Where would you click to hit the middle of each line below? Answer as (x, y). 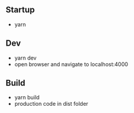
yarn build (27, 97)
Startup (20, 10)
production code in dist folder (51, 104)
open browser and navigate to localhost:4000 (71, 64)
